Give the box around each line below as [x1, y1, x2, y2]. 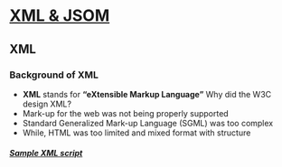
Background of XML [9, 69, 99, 81]
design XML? [22, 98, 72, 109]
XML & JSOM [9, 5, 110, 26]
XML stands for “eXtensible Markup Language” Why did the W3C [22, 88, 272, 99]
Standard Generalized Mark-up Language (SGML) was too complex [22, 117, 274, 128]
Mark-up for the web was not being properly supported [22, 107, 229, 118]
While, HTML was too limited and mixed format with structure [22, 127, 251, 138]
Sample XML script [9, 148, 83, 159]
